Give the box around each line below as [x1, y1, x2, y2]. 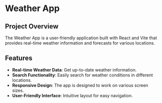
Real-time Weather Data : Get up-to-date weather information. [12, 67, 137, 73]
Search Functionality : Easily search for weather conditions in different [12, 72, 153, 78]
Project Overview [5, 22, 59, 30]
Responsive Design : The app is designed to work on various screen [12, 82, 148, 88]
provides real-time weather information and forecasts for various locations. [5, 40, 155, 46]
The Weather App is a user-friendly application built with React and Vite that [5, 35, 157, 41]
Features [5, 54, 32, 62]
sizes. [12, 88, 24, 93]
